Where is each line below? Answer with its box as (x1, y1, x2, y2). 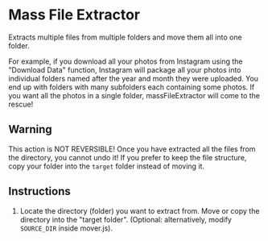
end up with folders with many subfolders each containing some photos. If (8, 82, 255, 92)
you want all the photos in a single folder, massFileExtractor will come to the (8, 90, 260, 100)
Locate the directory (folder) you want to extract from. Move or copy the (19, 206, 260, 215)
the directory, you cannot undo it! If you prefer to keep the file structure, (8, 152, 247, 162)
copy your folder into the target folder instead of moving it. (8, 161, 205, 171)
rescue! (8, 99, 34, 109)
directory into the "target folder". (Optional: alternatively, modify (19, 214, 232, 224)
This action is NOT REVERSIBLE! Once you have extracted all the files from (8, 143, 256, 154)
